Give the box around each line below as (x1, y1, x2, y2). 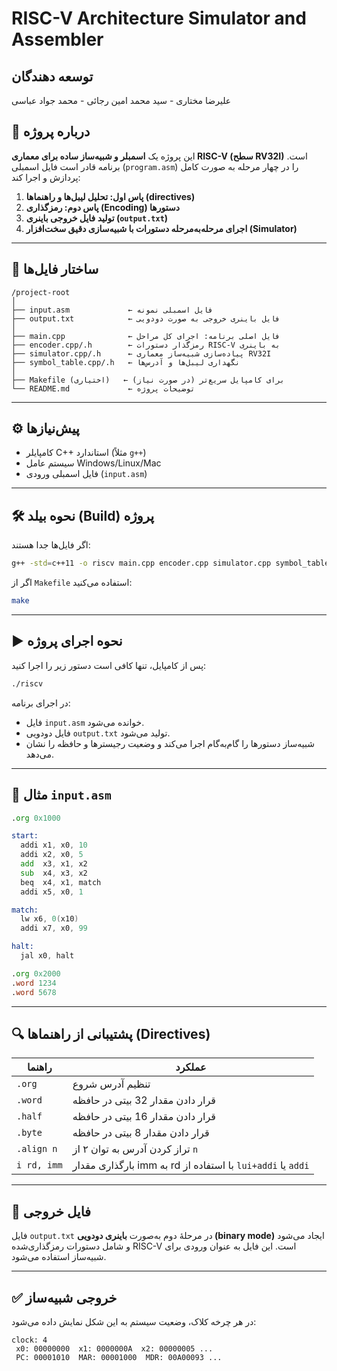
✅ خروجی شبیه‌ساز (11, 1289, 118, 1306)
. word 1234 (11, 978, 57, 988)
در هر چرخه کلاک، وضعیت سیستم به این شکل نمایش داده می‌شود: (11, 1315, 257, 1327)
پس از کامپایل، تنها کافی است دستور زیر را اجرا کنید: (11, 659, 207, 671)
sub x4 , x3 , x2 (20, 868, 88, 878)
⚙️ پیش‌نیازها (11, 420, 80, 437)
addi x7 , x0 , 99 (20, 923, 88, 934)
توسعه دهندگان (11, 68, 94, 85)
